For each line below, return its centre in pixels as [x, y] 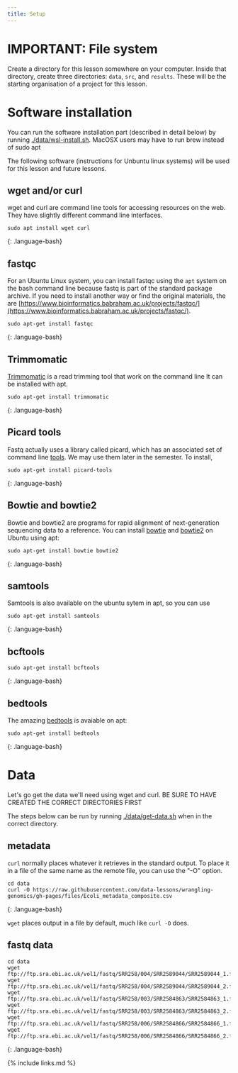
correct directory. [33, 823]
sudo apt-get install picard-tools [60, 470]
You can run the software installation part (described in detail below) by [112, 132]
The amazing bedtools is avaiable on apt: [67, 720]
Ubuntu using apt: [34, 538]
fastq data [30, 945]
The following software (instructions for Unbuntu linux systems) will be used [119, 161]
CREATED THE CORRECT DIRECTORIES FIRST [75, 802]
